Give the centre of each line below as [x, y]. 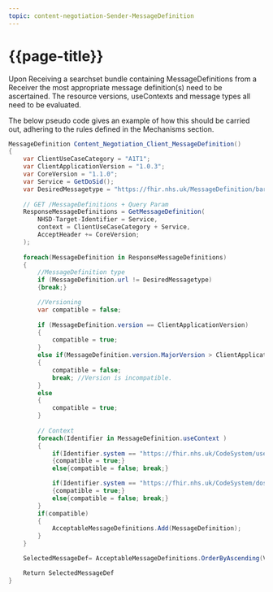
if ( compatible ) [63, 513]
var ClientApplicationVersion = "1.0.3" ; [94, 167]
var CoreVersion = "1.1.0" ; [70, 174]
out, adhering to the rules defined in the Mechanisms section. [111, 129]
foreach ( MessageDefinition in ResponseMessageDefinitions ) [125, 257]
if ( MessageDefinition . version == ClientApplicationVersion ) [143, 325]
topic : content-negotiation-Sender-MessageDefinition [102, 16]
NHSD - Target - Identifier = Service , [98, 220]
